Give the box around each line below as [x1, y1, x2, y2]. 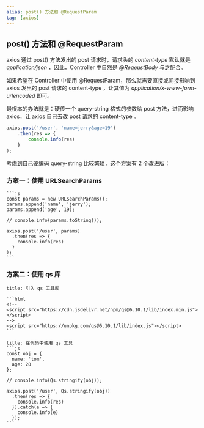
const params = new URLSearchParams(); [6, 196, 108, 202]
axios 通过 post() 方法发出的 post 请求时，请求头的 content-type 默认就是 [6, 56, 191, 64]
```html [6, 296, 26, 303]
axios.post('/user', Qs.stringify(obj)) [6, 388, 111, 394]
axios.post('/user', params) [6, 227, 81, 234]
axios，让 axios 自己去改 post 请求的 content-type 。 [6, 113, 139, 120]
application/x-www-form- [131, 84, 197, 92]
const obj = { [6, 351, 43, 357]
